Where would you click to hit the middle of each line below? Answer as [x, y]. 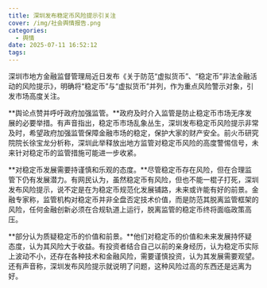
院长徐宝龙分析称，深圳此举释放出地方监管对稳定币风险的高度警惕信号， [133, 143]
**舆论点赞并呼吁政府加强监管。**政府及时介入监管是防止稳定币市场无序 [127, 113]
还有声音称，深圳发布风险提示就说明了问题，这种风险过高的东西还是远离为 [130, 266]
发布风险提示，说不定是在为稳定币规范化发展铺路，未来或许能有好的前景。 [130, 189]
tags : [17, 53]
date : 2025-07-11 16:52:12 [53, 45]
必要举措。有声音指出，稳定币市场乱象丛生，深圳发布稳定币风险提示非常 [140, 123]
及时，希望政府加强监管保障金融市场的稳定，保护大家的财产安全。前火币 [126, 133]
